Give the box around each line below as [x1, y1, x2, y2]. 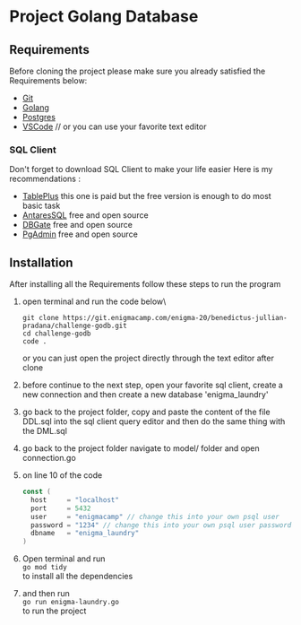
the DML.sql [21, 426, 67, 437]
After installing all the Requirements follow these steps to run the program [9, 279, 281, 290]
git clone [21, 314, 60, 323]
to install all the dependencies [21, 571, 133, 582]
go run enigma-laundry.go [21, 598, 119, 607]
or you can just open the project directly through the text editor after [21, 352, 275, 364]
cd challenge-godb [21, 329, 91, 338]
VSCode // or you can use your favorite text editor [21, 121, 207, 132]
